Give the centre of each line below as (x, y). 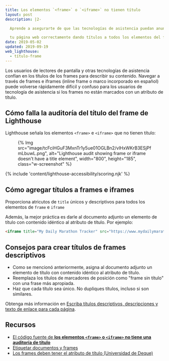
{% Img (26, 143)
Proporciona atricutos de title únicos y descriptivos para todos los (75, 202)
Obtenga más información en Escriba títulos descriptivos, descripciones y (82, 304)
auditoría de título (31, 342)
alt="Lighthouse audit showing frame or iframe (97, 154)
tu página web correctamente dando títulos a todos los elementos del (85, 38)
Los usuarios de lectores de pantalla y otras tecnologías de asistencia (77, 70)
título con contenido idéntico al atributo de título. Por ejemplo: (69, 223)
